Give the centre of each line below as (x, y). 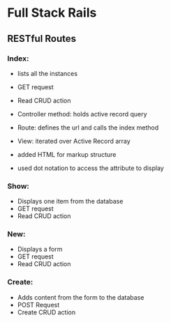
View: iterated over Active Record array (74, 141)
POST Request (38, 305)
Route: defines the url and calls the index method (88, 128)
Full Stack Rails (52, 13)
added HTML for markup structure (67, 154)
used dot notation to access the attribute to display (90, 168)
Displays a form (40, 250)
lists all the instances (47, 73)
